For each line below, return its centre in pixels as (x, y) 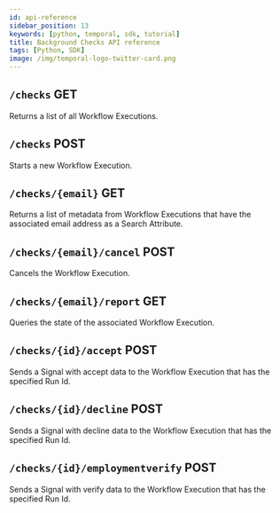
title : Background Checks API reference (85, 42)
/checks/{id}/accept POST (83, 350)
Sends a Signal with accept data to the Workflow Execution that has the (140, 371)
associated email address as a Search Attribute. (96, 224)
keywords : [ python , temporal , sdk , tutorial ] (94, 34)
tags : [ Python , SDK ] (47, 51)
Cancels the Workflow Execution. (70, 273)
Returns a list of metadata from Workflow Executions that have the (130, 215)
